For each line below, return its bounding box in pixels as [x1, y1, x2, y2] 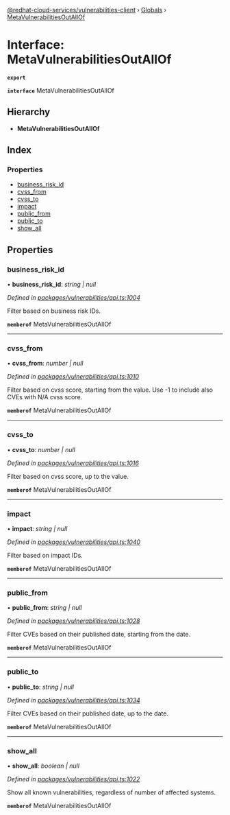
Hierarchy [7, 106, 51, 118]
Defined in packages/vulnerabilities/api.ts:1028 [7, 617, 140, 625]
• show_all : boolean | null [7, 761, 80, 770]
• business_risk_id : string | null [7, 281, 97, 289]
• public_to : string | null [7, 683, 74, 691]
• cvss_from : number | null [7, 359, 84, 368]
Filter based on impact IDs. [7, 552, 84, 560]
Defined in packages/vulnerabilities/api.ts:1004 [7, 294, 141, 302]
